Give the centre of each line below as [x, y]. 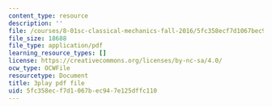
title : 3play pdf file [47, 83]
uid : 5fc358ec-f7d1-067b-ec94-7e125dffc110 [83, 91]
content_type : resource [49, 16]
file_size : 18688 [38, 38]
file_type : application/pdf [56, 46]
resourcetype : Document [49, 76]
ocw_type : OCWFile [39, 68]
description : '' [36, 23]
